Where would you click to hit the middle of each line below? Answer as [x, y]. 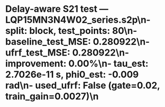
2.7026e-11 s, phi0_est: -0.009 [72, 75]
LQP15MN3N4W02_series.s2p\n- [78, 20]
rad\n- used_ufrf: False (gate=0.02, [83, 86]
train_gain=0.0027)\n [52, 96]
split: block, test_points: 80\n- [71, 31]
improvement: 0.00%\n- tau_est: [77, 64]
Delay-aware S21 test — [57, 9]
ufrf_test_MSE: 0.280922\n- [67, 53]
